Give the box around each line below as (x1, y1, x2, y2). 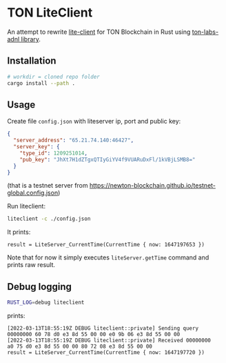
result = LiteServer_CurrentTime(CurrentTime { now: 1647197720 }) (7, 349, 205, 356)
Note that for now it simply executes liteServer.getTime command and (7, 253, 209, 262)
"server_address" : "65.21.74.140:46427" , (13, 137, 134, 144)
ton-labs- (192, 28, 219, 36)
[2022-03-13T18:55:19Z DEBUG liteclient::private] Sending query (7, 325, 198, 332)
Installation (7, 55, 56, 67)
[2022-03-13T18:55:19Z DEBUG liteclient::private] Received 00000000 (7, 337, 212, 344)
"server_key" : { (13, 144, 60, 150)
